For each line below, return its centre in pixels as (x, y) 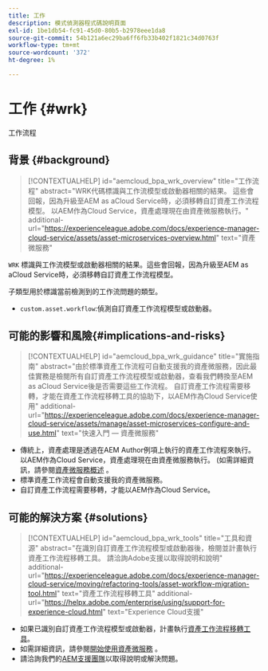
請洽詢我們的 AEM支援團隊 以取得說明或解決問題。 (101, 659)
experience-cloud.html (65, 612)
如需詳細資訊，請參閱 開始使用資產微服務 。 (91, 649)
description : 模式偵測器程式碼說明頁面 (67, 23)
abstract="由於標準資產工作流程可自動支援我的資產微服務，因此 (145, 367)
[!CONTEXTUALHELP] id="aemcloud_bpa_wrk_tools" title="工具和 (136, 538)
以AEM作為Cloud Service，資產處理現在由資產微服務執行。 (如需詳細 (133, 460)
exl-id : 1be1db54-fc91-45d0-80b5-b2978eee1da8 (87, 30)
